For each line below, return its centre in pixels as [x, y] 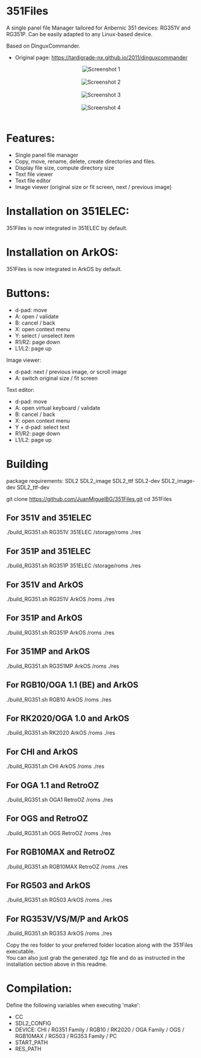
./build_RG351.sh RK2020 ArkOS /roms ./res [61, 733]
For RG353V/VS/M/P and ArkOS [67, 919]
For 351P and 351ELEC [49, 551]
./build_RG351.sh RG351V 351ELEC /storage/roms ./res [74, 532]
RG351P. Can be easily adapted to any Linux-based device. [79, 34]
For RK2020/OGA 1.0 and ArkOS [68, 718]
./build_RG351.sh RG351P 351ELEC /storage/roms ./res [74, 566]
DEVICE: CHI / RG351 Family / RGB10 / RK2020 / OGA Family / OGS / [100, 1030]
